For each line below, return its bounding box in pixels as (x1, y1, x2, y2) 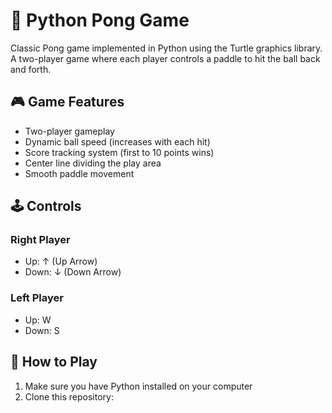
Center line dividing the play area (24, 157, 162, 169)
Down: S (24, 324, 60, 336)
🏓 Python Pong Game (10, 9, 190, 32)
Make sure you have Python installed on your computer (24, 380, 253, 392)
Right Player (10, 233, 71, 247)
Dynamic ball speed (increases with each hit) (24, 135, 211, 148)
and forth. (10, 63, 52, 75)
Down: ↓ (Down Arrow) (24, 266, 122, 278)
